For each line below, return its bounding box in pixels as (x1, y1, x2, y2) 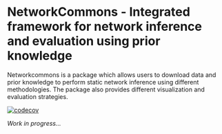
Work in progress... (7, 119, 61, 127)
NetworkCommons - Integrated (7, 4, 191, 20)
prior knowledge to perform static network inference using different (7, 78, 199, 86)
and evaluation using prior (7, 34, 161, 49)
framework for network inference (7, 19, 202, 34)
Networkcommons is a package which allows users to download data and (7, 70, 216, 79)
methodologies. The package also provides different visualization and (7, 85, 205, 93)
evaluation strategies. (7, 92, 68, 100)
